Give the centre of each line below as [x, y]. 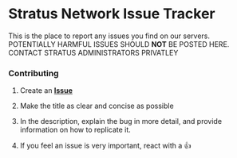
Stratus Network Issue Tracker [112, 14]
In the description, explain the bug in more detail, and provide [120, 121]
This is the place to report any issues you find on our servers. [109, 36]
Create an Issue [46, 91]
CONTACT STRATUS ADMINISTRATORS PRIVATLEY [93, 52]
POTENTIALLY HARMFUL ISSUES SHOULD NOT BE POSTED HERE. [119, 44]
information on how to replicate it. [75, 130]
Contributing [34, 73]
